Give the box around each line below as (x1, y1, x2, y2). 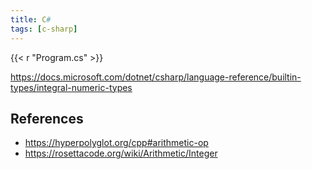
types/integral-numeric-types (10, 81, 133, 93)
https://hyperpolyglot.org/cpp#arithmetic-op (24, 137, 209, 149)
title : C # (10, 14, 52, 25)
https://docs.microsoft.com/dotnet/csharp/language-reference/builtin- (10, 71, 302, 83)
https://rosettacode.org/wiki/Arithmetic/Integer (24, 147, 218, 160)
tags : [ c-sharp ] (10, 24, 78, 34)
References (10, 110, 84, 127)
